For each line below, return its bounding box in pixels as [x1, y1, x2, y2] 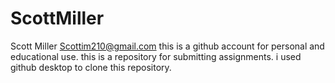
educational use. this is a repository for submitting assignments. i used [10, 50, 302, 62]
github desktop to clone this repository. [10, 61, 172, 73]
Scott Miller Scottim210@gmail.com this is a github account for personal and [10, 40, 325, 52]
